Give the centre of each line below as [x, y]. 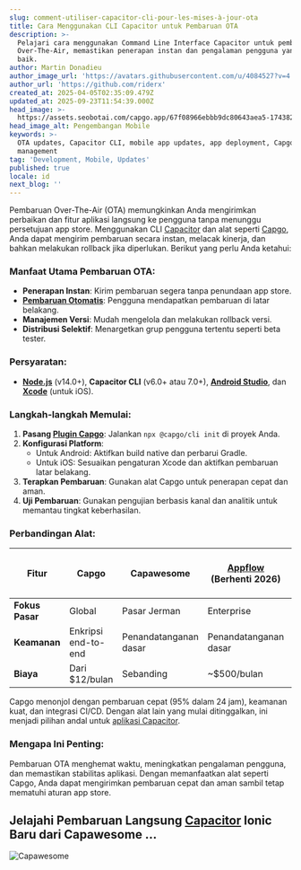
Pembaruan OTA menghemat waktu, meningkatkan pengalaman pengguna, [148, 763]
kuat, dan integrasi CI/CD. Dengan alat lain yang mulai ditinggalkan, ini [139, 711]
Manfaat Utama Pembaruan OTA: [82, 272]
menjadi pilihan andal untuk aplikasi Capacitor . [95, 721]
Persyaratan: [38, 362]
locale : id [30, 176]
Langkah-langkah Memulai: [70, 414]
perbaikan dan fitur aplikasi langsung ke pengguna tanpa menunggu [135, 220]
